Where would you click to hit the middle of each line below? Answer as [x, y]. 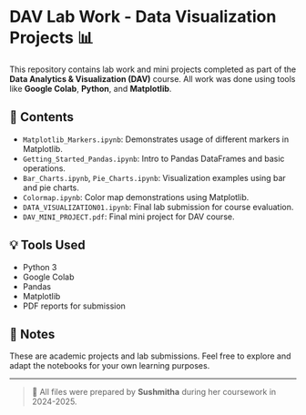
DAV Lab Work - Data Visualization [143, 17]
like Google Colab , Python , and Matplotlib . [91, 88]
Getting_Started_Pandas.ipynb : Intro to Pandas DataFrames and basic [153, 158]
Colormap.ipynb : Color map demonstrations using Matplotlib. [136, 197]
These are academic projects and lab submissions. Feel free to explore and [150, 356]
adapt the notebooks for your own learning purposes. [110, 366]
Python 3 [40, 267]
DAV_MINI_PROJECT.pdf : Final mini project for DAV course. [128, 217]
